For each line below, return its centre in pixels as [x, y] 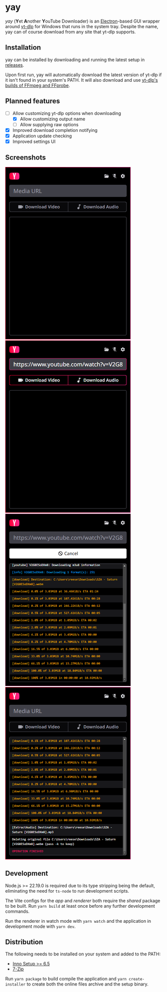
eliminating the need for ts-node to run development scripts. [67, 891]
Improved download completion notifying [55, 130]
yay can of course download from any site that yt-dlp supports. [71, 32]
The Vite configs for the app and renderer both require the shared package [83, 900]
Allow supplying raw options [49, 124]
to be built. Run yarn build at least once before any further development [80, 906]
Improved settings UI [34, 141]
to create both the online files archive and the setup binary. [88, 984]
